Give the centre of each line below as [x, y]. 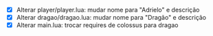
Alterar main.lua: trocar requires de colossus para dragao [97, 25]
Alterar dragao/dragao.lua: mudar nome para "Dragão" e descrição [111, 18]
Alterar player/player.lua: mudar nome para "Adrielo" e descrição [108, 10]
